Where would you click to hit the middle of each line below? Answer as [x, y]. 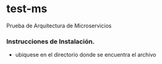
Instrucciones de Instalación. [50, 41]
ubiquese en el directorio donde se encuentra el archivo [86, 55]
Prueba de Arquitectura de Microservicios [59, 26]
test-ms [27, 9]
